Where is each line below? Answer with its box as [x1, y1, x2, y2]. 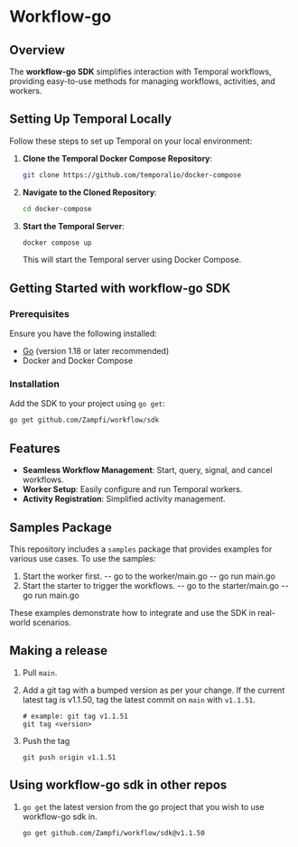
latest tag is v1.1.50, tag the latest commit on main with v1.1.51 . [22, 693, 256, 705]
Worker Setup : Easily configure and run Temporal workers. [22, 484, 243, 495]
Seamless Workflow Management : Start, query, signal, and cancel [22, 465, 273, 476]
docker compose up [22, 237, 92, 247]
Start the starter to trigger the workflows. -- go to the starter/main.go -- [22, 580, 289, 591]
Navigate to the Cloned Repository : [22, 187, 157, 198]
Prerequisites [9, 307, 70, 320]
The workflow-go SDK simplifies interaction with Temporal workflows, [9, 66, 273, 77]
